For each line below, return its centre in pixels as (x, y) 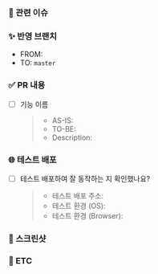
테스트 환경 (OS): (79, 206)
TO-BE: (64, 129)
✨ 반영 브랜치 (33, 36)
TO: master (38, 63)
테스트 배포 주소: (78, 195)
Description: (72, 137)
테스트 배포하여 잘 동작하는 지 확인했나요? (85, 178)
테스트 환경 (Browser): (87, 215)
